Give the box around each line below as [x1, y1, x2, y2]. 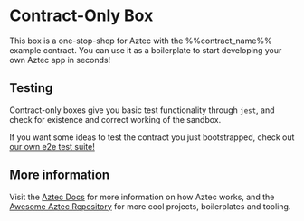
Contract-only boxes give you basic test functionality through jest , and [9, 105, 275, 115]
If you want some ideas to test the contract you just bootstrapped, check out [9, 132, 295, 143]
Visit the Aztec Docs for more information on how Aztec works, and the [9, 191, 275, 202]
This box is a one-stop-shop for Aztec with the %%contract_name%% [9, 35, 273, 46]
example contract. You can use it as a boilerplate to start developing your [9, 44, 282, 55]
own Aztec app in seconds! [9, 54, 111, 65]
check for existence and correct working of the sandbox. [9, 114, 222, 124]
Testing [9, 80, 53, 96]
